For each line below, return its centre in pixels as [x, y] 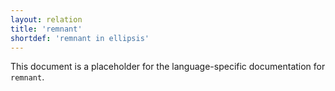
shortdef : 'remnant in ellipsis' [80, 38]
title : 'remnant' [46, 29]
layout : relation [46, 19]
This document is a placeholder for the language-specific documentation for [168, 67]
